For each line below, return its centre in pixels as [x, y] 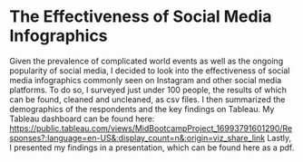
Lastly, [279, 138]
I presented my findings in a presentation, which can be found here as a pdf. [152, 148]
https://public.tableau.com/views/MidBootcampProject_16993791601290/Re [151, 128]
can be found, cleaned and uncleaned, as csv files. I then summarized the [147, 99]
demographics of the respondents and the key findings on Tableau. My [142, 109]
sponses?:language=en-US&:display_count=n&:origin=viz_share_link [137, 138]
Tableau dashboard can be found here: [82, 119]
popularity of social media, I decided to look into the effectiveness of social [150, 71]
